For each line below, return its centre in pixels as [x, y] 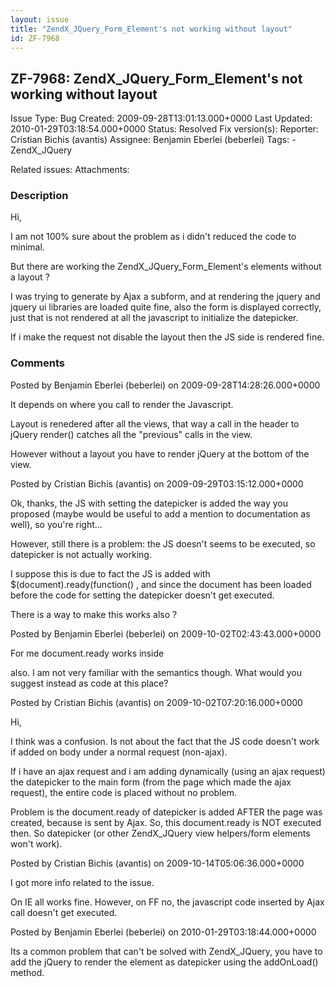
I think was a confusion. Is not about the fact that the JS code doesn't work [165, 741]
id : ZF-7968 [35, 38]
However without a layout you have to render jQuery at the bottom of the [160, 453]
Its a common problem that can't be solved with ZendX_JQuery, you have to [166, 951]
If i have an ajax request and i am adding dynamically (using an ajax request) [168, 771]
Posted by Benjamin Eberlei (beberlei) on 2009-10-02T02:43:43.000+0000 [166, 633]
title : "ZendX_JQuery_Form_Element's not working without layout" [151, 29]
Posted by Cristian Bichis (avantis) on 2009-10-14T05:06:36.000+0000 [157, 863]
